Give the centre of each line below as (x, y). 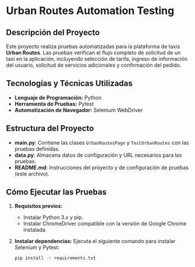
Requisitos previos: (39, 206)
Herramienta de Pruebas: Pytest (54, 104)
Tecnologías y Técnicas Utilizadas (69, 83)
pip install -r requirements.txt (55, 258)
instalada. (35, 230)
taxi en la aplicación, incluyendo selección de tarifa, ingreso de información (97, 59)
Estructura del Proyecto (50, 129)
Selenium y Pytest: (37, 248)
